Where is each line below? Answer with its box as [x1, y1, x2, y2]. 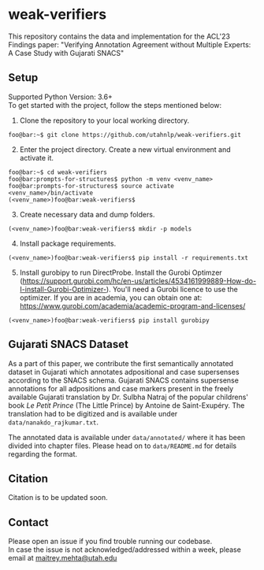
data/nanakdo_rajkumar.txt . [8, 417, 99, 427]
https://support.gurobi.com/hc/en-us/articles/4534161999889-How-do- [22, 276, 257, 285]
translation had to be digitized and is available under [8, 409, 178, 418]
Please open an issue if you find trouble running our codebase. [8, 537, 213, 546]
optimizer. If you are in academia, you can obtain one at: [19, 293, 203, 302]
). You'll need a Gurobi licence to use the [106, 284, 239, 294]
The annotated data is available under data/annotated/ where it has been [8, 432, 246, 442]
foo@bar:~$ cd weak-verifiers [8, 168, 108, 176]
